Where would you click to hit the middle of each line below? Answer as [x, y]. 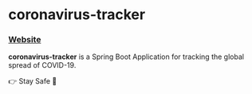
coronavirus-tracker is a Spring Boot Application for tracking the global [126, 57]
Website [25, 40]
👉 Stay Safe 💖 [33, 81]
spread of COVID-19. [42, 65]
